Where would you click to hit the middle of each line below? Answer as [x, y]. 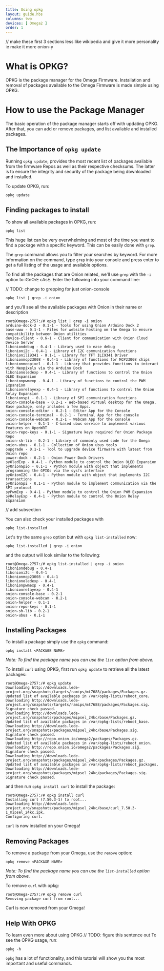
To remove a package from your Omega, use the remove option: [69, 853]
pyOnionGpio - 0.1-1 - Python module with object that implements [74, 466]
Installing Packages [36, 630]
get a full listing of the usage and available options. [57, 265]
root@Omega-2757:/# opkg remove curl [44, 895]
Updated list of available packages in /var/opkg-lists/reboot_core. [78, 696]
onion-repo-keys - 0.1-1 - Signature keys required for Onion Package [79, 432]
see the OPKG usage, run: [31, 940]
